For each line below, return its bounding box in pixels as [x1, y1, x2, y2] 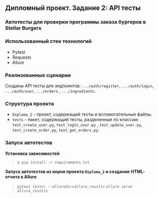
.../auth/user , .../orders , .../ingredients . [5, 88, 96, 94]
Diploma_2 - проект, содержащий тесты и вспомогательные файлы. [12, 111, 153, 117]
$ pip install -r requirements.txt [17, 160, 90, 165]
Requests [12, 54, 31, 60]
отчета [5, 173, 20, 179]
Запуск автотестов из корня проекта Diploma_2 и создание [5, 169, 130, 174]
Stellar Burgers [5, 25, 42, 31]
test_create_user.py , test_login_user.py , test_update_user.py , [12, 122, 143, 128]
